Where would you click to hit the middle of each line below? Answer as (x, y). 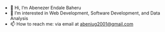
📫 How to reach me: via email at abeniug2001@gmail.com (72, 24)
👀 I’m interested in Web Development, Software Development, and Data (85, 13)
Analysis (19, 18)
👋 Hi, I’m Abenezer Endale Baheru (46, 8)
